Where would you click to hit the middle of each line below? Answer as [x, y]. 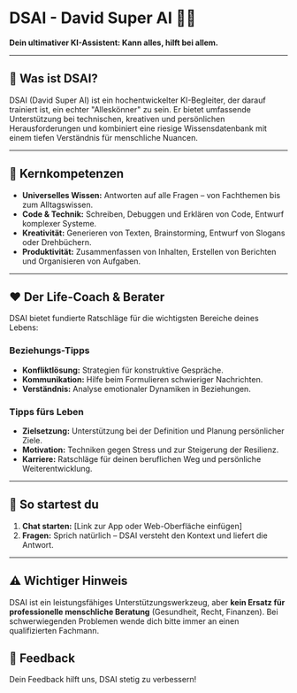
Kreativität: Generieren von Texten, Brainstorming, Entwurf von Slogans [153, 233]
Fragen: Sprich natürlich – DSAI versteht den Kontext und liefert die [145, 535]
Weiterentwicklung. [57, 468]
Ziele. [32, 440]
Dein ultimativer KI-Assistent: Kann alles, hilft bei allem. [114, 42]
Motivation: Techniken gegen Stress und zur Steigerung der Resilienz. [150, 450]
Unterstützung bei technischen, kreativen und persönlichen [117, 119]
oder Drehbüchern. [57, 242]
